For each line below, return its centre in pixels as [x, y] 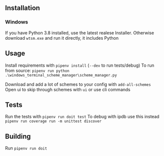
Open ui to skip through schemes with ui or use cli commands [68, 89]
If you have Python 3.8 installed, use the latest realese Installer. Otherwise [80, 33]
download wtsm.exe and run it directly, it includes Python [62, 38]
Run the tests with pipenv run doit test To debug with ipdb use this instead [82, 117]
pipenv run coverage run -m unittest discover [53, 121]
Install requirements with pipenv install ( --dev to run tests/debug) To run [80, 65]
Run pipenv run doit [26, 148]
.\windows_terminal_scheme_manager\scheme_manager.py [61, 75]
